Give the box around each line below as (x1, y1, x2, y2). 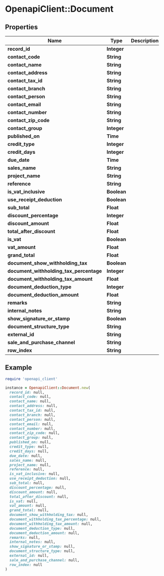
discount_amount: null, (9, 490, 58, 494)
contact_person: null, (9, 417, 56, 422)
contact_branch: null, (9, 412, 56, 417)
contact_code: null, (9, 394, 51, 399)
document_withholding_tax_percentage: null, (9, 517, 102, 522)
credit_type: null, (9, 444, 49, 450)
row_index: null (9, 562, 42, 567)
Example (5, 364, 32, 372)
